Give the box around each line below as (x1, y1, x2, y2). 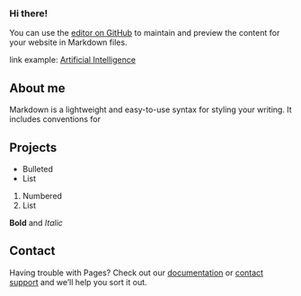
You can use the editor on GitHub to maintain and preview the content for (9, 28, 280, 39)
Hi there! (9, 7, 49, 20)
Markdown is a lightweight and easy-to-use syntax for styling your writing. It (9, 104, 292, 115)
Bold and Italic (9, 217, 63, 228)
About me (9, 80, 66, 96)
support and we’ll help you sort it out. (9, 276, 147, 287)
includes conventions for (9, 114, 102, 125)
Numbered (22, 190, 63, 201)
